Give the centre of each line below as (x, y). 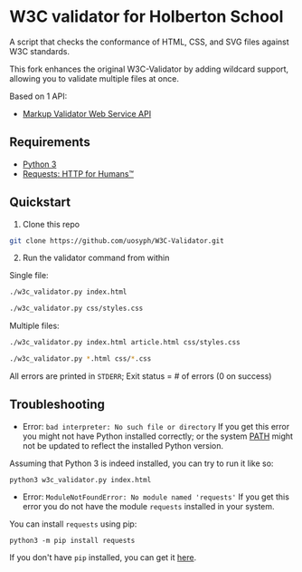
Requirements (50, 142)
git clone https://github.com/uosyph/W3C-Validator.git (117, 241)
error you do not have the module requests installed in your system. (148, 506)
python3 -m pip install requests (72, 540)
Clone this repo (51, 224)
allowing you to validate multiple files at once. (94, 78)
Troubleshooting (57, 405)
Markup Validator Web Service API (87, 113)
